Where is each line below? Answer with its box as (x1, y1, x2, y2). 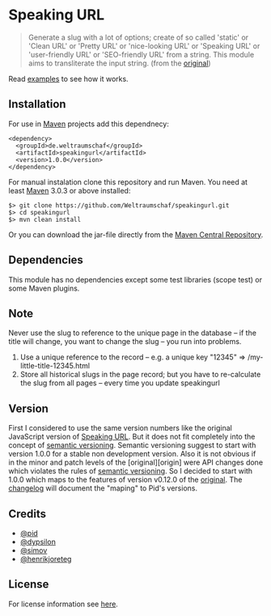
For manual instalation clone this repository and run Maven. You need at (8, 176, 248, 187)
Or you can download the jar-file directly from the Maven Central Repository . (8, 229, 264, 240)
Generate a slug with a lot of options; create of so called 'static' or (28, 32, 249, 42)
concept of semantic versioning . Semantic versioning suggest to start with (8, 440, 256, 450)
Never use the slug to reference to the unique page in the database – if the (8, 328, 257, 338)
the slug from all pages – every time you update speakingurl (19, 378, 220, 388)
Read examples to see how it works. (8, 74, 129, 83)
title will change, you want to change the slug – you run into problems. (8, 337, 242, 346)
